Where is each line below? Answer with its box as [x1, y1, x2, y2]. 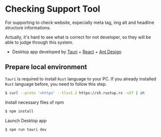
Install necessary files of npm [5, 99, 64, 105]
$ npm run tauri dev [5, 127, 47, 132]
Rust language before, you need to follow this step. [5, 81, 107, 87]
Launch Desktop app [5, 117, 47, 123]
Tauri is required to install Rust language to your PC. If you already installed [5, 76, 157, 81]
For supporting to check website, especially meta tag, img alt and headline [5, 20, 155, 25]
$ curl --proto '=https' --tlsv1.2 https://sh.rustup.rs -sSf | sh [5, 90, 145, 96]
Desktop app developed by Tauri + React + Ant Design [12, 49, 122, 55]
